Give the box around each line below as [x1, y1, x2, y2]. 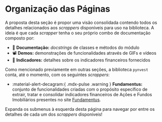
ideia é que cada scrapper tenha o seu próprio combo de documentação [5, 30, 151, 36]
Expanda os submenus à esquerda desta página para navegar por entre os [5, 106, 155, 112]
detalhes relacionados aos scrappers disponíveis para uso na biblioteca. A [5, 24, 154, 30]
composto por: [5, 35, 35, 41]
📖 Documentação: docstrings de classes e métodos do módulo [12, 44, 140, 50]
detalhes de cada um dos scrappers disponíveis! [5, 111, 103, 117]
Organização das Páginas [5, 3, 110, 15]
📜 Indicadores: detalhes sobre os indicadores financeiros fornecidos [12, 57, 151, 63]
